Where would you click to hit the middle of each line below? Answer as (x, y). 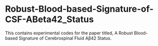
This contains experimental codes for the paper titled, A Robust (69, 33)
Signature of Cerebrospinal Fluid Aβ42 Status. (65, 38)
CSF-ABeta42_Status (50, 19)
